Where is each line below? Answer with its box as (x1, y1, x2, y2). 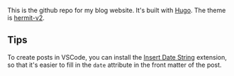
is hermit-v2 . (7, 13, 45, 22)
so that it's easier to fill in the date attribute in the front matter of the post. (7, 60, 222, 69)
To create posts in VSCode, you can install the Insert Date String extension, (7, 53, 227, 61)
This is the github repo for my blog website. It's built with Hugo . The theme (7, 6, 226, 14)
